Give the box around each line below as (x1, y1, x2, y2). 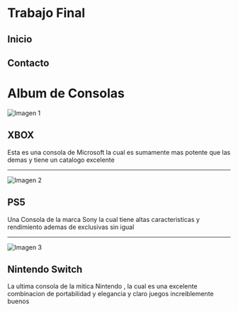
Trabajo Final (7, 5, 86, 21)
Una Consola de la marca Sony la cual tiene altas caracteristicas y (7, 215, 200, 223)
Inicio (7, 33, 33, 45)
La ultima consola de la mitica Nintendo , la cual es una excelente (7, 282, 198, 291)
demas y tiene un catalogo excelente (7, 155, 115, 164)
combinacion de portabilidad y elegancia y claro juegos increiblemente (7, 290, 214, 298)
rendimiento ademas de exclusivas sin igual (7, 223, 135, 231)
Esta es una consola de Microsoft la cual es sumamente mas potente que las (7, 148, 231, 156)
